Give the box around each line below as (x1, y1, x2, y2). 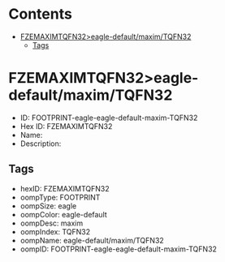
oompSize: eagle (19, 200, 77, 211)
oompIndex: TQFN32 (19, 226, 91, 236)
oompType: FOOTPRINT (19, 192, 101, 202)
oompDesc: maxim (19, 218, 84, 228)
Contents (8, 5, 73, 24)
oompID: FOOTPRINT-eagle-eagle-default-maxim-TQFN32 (19, 244, 218, 254)
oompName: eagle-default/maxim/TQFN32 (19, 235, 164, 245)
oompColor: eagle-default (19, 209, 107, 219)
